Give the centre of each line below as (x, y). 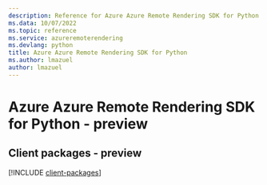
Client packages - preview (75, 154)
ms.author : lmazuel (41, 61)
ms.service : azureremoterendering (66, 38)
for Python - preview (78, 124)
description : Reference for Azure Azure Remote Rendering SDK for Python (134, 16)
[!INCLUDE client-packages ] (55, 172)
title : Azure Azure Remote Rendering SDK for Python (98, 53)
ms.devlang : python (41, 45)
